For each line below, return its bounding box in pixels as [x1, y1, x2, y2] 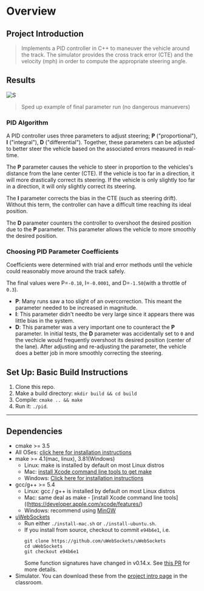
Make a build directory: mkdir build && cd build [15, 390, 137, 397]
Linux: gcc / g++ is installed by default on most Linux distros [24, 488, 175, 495]
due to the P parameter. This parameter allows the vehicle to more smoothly [6, 226, 196, 233]
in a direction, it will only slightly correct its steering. [6, 183, 137, 190]
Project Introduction [6, 29, 84, 39]
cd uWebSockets [24, 544, 63, 550]
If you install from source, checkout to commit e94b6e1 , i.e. [24, 526, 171, 534]
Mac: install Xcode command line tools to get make [24, 468, 152, 475]
